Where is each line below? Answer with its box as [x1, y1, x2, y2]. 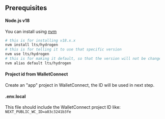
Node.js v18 [5, 17, 30, 24]
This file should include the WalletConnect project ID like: [5, 104, 121, 110]
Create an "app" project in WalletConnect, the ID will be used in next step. [5, 82, 155, 88]
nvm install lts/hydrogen [5, 43, 58, 48]
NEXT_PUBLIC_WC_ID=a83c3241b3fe [5, 110, 71, 115]
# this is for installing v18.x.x [5, 38, 76, 43]
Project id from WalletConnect [5, 71, 68, 77]
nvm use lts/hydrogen [5, 51, 50, 57]
